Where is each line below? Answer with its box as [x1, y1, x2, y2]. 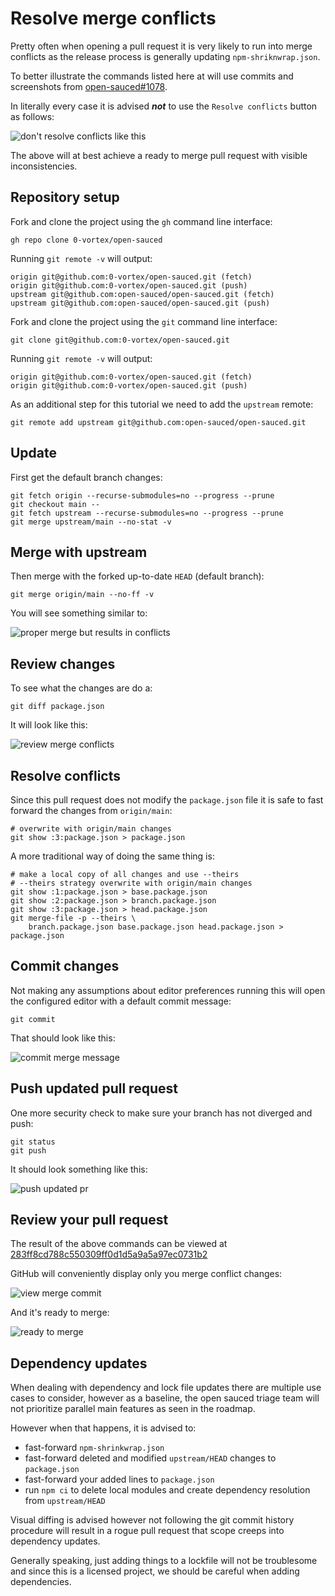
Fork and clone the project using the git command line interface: [10, 315, 278, 327]
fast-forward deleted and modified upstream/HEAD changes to [24, 1452, 277, 1464]
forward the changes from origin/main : [10, 805, 173, 816]
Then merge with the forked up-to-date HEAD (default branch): [10, 570, 265, 582]
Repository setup [10, 189, 120, 206]
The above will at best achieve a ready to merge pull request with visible [10, 149, 308, 161]
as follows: [10, 110, 55, 122]
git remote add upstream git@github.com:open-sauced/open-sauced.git [10, 417, 307, 427]
